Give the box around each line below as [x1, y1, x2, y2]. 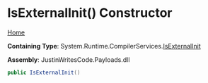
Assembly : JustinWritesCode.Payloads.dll [7, 55, 130, 64]
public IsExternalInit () [7, 69, 81, 76]
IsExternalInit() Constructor [7, 5, 173, 21]
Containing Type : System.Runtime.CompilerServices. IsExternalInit [7, 41, 201, 50]
